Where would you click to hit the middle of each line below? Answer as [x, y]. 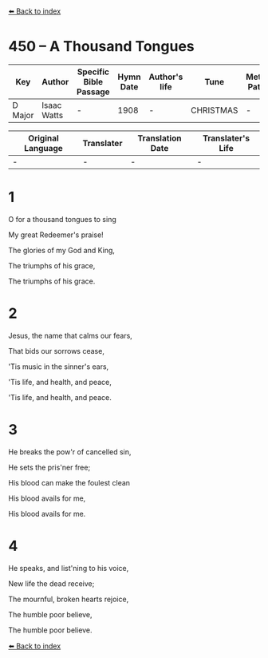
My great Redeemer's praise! [56, 235]
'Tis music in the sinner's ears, [59, 367]
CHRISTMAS [215, 110]
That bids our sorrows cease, [57, 351]
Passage [93, 92]
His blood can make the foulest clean [69, 482]
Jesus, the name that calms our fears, [71, 335]
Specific [93, 72]
